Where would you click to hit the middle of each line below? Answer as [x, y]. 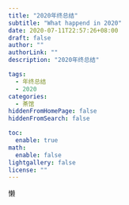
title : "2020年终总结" [43, 15]
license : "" [28, 170]
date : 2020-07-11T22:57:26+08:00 [63, 30]
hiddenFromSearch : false [49, 119]
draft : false [30, 38]
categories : [28, 96]
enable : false [38, 155]
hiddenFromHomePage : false [53, 111]
